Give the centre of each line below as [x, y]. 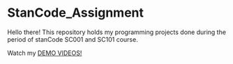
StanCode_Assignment [76, 13]
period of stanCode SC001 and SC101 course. [73, 39]
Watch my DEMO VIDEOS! [45, 53]
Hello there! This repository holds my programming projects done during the [117, 32]
